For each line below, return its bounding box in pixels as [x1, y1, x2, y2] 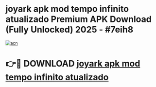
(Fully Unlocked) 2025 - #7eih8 [5, 24, 134, 35]
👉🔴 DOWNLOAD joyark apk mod [5, 58, 140, 69]
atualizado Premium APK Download [5, 14, 152, 25]
